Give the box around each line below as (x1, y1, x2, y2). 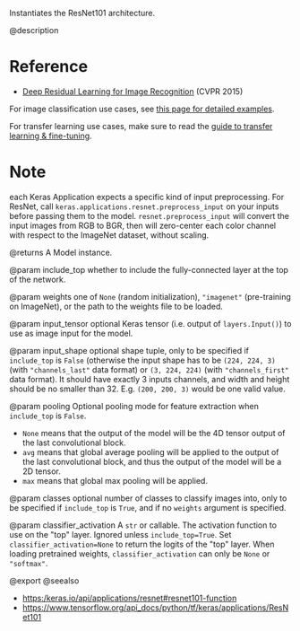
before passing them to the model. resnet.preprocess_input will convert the (9, 210, 289, 221)
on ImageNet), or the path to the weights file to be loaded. (9, 301, 224, 311)
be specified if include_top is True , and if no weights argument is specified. (9, 502, 287, 513)
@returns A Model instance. (9, 247, 113, 258)
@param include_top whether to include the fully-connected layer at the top (9, 264, 289, 275)
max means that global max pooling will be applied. (21, 475, 209, 486)
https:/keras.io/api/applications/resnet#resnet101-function (21, 592, 237, 603)
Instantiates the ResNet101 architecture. (9, 8, 155, 18)
